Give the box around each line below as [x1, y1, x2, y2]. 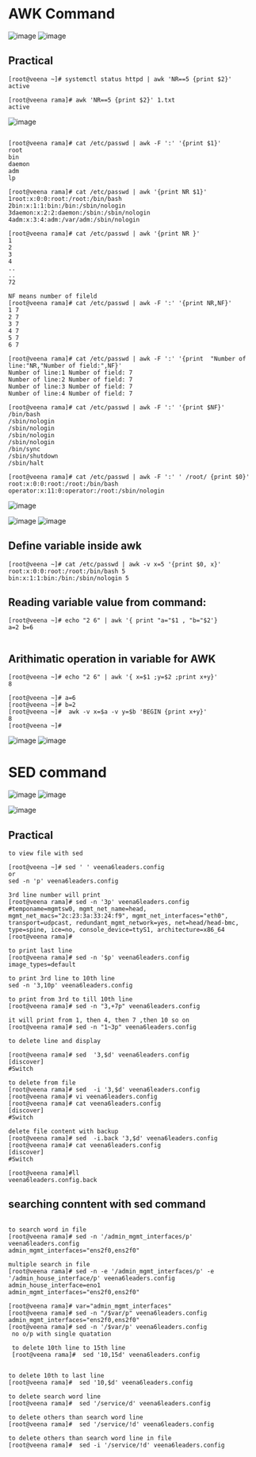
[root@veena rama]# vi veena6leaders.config [8, 1092, 158, 1100]
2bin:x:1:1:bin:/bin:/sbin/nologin [8, 202, 126, 210]
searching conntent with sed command [8, 1197, 206, 1212]
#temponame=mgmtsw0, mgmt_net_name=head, [8, 905, 147, 913]
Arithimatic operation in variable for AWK [8, 652, 216, 666]
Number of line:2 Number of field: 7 [8, 375, 133, 384]
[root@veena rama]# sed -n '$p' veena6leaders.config [8, 953, 190, 961]
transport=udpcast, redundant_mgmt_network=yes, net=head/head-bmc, [8, 918, 239, 926]
